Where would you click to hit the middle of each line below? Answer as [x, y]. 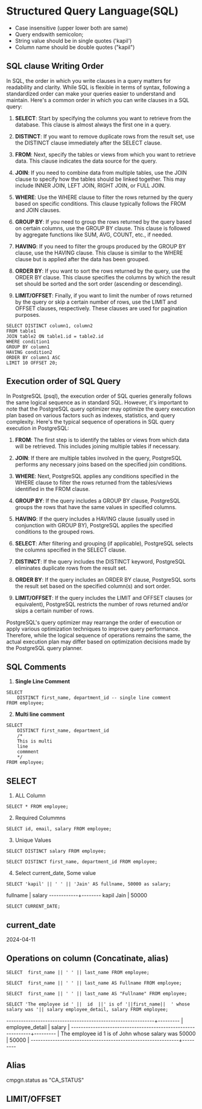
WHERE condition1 [28, 342]
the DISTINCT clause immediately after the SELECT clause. [88, 143]
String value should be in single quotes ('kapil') [73, 41]
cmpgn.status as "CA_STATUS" [45, 1080]
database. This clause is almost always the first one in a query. [93, 125]
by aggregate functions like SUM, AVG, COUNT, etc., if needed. [94, 235]
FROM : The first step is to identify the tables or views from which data [102, 440]
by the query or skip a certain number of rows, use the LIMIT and [96, 302]
